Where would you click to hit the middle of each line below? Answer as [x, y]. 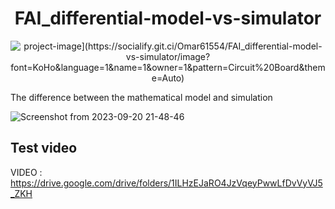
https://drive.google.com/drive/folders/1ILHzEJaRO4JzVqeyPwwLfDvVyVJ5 [166, 183]
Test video [44, 148]
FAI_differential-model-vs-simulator [168, 18]
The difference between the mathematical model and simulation [141, 97]
